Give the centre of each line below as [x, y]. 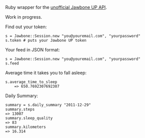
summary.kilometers [26, 127]
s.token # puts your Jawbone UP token [46, 40]
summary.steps [20, 109]
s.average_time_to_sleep [31, 82]
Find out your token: [26, 27]
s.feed [12, 63]
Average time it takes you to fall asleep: [46, 73]
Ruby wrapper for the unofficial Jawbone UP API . [56, 7]
